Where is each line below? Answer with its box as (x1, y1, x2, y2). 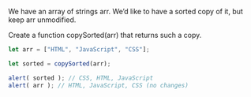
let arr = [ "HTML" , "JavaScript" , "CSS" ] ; (8, 46, 150, 54)
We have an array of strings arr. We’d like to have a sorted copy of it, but (8, 7, 243, 16)
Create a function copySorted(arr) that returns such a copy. (8, 31, 202, 39)
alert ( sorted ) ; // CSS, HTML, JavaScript (8, 74, 154, 82)
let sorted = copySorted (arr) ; (8, 59, 111, 68)
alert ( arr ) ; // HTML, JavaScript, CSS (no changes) (8, 81, 189, 89)
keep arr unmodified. (8, 15, 77, 24)
